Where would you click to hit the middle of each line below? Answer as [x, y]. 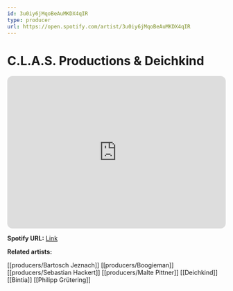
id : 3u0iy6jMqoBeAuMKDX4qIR [48, 14]
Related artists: [30, 252]
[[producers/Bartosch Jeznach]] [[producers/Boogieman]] [90, 265]
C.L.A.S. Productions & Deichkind [106, 61]
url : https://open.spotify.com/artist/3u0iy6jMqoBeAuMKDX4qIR [99, 26]
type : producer [29, 20]
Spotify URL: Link [33, 238]
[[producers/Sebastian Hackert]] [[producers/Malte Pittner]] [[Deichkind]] [113, 273]
